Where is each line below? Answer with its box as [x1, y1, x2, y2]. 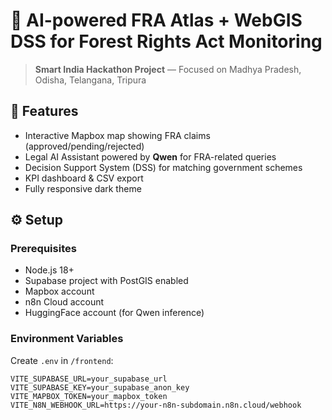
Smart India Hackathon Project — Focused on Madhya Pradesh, [34, 63, 302, 75]
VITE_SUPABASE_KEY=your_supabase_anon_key [10, 382, 190, 393]
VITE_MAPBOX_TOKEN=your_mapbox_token [10, 391, 168, 401]
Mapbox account [24, 285, 95, 298]
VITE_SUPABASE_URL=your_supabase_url [10, 374, 168, 384]
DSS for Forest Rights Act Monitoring [10, 30, 323, 53]
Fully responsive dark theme [24, 182, 142, 194]
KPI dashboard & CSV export [24, 172, 144, 184]
